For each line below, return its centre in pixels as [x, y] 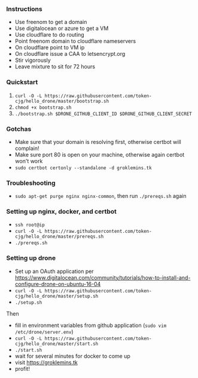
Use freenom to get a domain [51, 22]
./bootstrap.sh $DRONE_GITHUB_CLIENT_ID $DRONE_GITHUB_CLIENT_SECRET [103, 114]
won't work [29, 161]
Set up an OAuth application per [54, 271]
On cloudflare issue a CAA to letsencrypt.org [70, 54]
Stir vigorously [33, 60]
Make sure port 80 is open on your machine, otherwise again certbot [100, 154]
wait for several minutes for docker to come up [72, 356]
